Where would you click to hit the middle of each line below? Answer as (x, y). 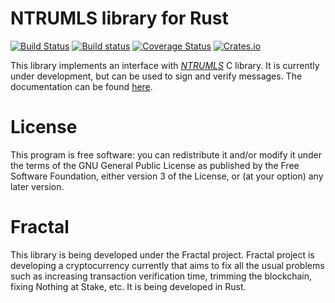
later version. (37, 186)
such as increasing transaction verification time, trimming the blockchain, (161, 276)
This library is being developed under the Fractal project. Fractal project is (162, 254)
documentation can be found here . (81, 86)
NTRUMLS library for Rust (119, 18)
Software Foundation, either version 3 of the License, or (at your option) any (167, 176)
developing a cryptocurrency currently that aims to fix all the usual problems (167, 265)
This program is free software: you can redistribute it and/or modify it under (166, 154)
